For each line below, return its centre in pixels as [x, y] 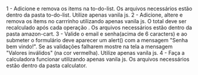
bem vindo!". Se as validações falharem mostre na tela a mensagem [89, 46]
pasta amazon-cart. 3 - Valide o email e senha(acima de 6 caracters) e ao [97, 34]
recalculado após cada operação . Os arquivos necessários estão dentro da [99, 27]
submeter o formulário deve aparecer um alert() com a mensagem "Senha [97, 40]
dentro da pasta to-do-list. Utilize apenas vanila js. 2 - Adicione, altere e [95, 15]
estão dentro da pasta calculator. [47, 65]
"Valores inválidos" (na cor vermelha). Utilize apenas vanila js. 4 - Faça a [95, 53]
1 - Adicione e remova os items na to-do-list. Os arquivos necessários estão [99, 9]
